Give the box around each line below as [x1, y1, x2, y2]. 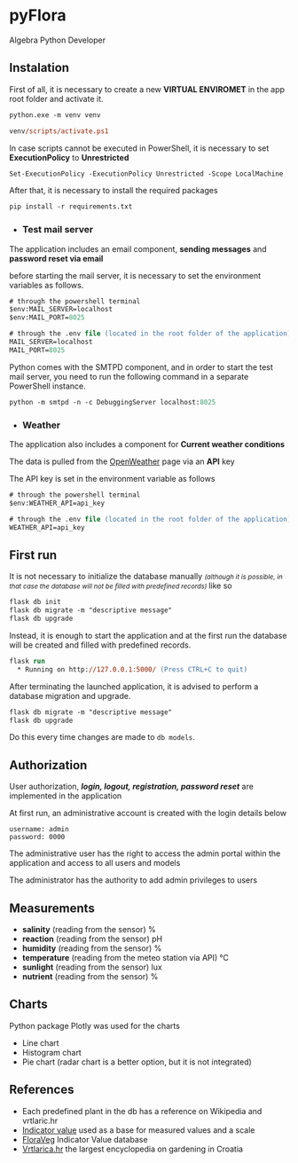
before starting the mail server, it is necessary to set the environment [9, 270, 262, 280]
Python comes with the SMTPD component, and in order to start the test [9, 361, 273, 373]
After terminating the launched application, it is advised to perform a [9, 680, 259, 692]
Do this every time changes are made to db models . [9, 732, 195, 743]
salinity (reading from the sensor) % [21, 924, 157, 935]
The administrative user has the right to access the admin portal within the [9, 848, 281, 859]
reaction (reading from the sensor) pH [21, 933, 162, 945]
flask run [9, 656, 46, 665]
